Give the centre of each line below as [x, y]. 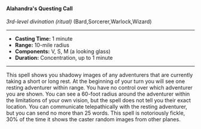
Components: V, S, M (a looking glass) [63, 51]
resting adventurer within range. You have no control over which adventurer [100, 88]
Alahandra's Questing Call [39, 8]
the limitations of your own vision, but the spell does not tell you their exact [99, 100]
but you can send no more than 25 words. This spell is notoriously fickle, [96, 113]
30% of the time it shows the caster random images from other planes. [93, 119]
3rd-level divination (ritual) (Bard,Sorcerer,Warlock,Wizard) [79, 21]
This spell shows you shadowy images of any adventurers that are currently [100, 75]
